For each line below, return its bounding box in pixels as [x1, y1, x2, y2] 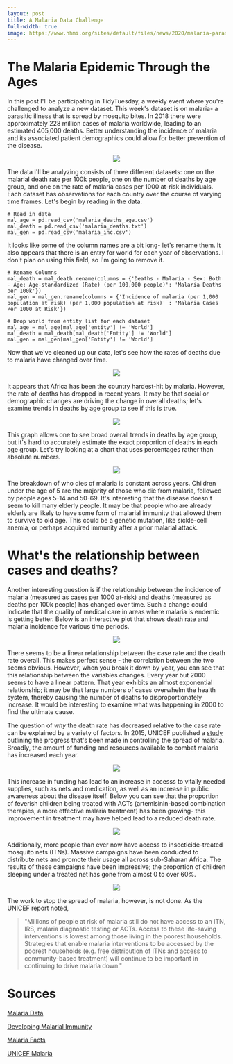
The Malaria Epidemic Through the [7, 60, 211, 75]
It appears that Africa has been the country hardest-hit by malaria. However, [7, 382, 225, 391]
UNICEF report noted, [7, 904, 69, 913]
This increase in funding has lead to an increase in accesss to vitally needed [7, 777, 225, 786]
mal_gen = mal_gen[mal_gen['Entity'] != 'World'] [7, 336, 154, 344]
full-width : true [7, 23, 58, 30]
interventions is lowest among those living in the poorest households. [24, 932, 223, 940]
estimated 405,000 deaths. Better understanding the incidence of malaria [7, 126, 217, 135]
